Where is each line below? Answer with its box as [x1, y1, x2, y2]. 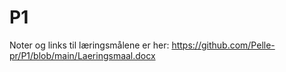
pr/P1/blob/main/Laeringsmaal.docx [9, 49, 156, 61]
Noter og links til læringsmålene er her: [9, 39, 170, 51]
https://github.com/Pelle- [171, 39, 276, 51]
